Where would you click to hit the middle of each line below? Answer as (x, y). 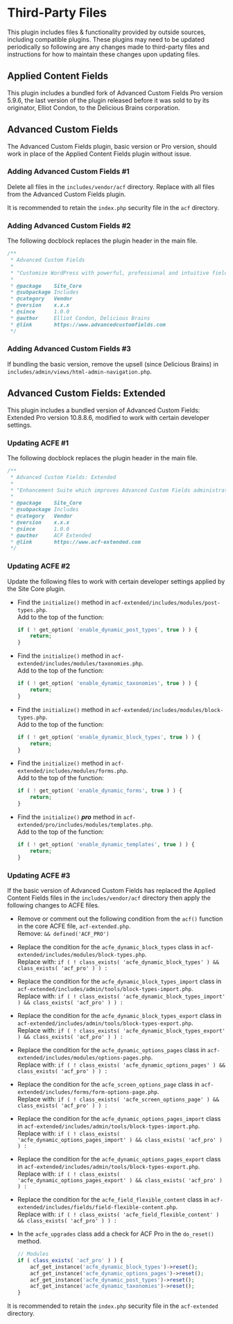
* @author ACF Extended (51, 535)
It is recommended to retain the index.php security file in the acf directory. (113, 207)
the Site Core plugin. (36, 588)
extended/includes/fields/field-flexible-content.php (96, 1208)
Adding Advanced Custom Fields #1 (68, 172)
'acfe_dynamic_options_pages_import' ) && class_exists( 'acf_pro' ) (120, 1140)
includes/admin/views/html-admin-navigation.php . (80, 371)
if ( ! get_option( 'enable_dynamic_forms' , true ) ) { (100, 791)
